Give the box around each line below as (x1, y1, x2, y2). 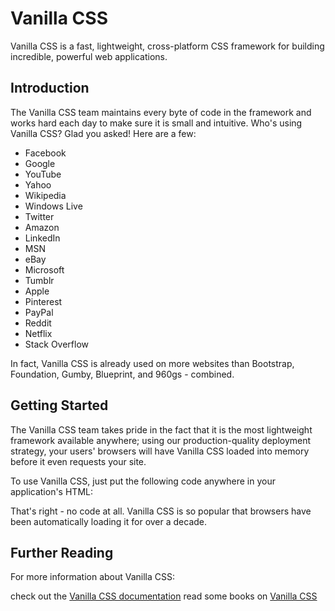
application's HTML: (10, 485, 93, 497)
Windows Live (24, 200, 83, 212)
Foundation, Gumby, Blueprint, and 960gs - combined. (10, 368, 235, 380)
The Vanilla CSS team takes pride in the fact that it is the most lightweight (10, 423, 313, 436)
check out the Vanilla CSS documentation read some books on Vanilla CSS (10, 590, 318, 602)
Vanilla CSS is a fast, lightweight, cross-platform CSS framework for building (10, 40, 325, 52)
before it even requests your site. (10, 455, 147, 467)
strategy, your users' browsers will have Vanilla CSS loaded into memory (10, 445, 310, 457)
